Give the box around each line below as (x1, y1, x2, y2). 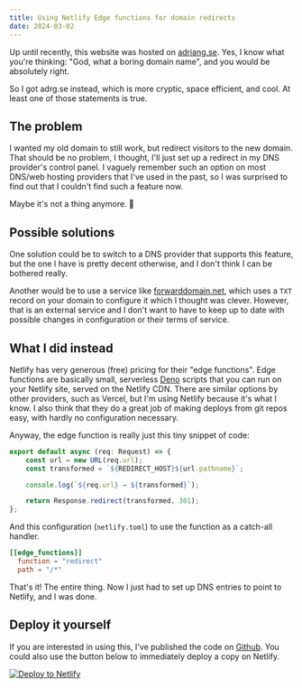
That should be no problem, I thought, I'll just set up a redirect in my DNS (9, 153, 280, 163)
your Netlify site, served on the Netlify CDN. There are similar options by (9, 383, 279, 394)
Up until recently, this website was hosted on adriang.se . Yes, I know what (9, 46, 285, 57)
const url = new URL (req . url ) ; (25, 455, 143, 465)
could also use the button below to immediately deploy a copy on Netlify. (9, 651, 280, 662)
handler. (9, 531, 40, 542)
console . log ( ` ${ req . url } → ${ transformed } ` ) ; (25, 480, 200, 489)
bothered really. (9, 268, 69, 279)
